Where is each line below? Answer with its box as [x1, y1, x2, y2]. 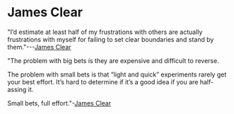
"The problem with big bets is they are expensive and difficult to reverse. [7, 56, 219, 64]
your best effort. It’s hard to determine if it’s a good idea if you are [7, 77, 199, 86]
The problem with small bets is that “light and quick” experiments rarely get [7, 70, 227, 79]
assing [7, 85, 27, 93]
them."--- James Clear [7, 42, 72, 51]
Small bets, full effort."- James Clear [7, 98, 112, 107]
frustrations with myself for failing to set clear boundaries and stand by [7, 35, 214, 43]
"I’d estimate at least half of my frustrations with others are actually [7, 28, 203, 36]
